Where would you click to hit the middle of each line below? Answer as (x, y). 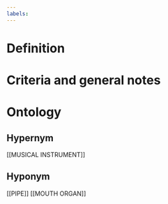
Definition (36, 48)
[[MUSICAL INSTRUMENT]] (46, 155)
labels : (18, 14)
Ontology (34, 112)
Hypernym (30, 138)
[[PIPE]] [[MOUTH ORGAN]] (46, 194)
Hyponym (28, 176)
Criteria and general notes (84, 80)
